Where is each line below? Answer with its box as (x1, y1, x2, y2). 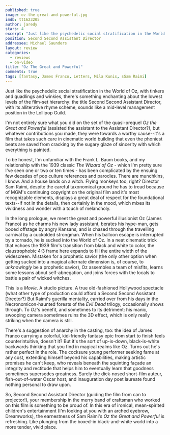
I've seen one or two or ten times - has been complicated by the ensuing (5, 167, 158, 174)
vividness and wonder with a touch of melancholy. (5, 205, 111, 211)
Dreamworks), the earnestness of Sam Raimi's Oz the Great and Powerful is (5, 413, 164, 419)
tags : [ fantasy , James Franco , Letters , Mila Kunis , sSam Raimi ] (5, 74, 147, 79)
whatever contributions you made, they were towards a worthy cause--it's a (5, 130, 165, 136)
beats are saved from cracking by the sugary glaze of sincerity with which (5, 141, 161, 147)
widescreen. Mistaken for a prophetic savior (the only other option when (5, 253, 157, 259)
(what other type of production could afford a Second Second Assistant (5, 290, 155, 296)
